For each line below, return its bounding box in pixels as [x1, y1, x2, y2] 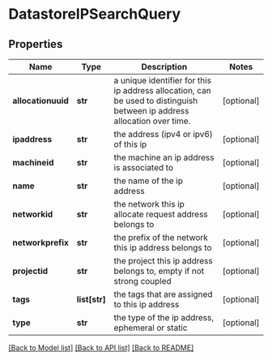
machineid [12, 157, 54, 168]
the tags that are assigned [113, 289, 213, 300]
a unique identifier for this [113, 75, 212, 86]
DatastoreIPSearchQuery [8, 5, 181, 24]
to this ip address [113, 299, 180, 310]
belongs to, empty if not [113, 265, 205, 276]
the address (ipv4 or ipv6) [113, 129, 213, 139]
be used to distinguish [113, 95, 198, 106]
